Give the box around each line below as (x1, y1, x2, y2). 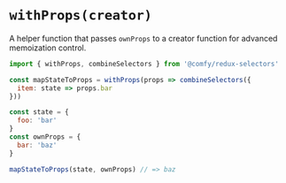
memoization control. (9, 42, 87, 53)
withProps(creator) (9, 7, 152, 24)
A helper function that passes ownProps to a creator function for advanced (9, 33, 278, 43)
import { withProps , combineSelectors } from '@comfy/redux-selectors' (9, 59, 279, 68)
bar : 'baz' (17, 141, 58, 149)
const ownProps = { (9, 133, 81, 141)
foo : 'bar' (17, 116, 58, 126)
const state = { (9, 108, 69, 117)
